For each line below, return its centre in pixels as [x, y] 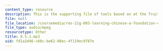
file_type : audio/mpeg [28, 28]
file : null [16, 18]
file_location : [20, 23]
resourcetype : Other [26, 32]
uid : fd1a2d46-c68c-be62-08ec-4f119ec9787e [50, 41]
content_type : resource [29, 9]
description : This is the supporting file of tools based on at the [76, 14]
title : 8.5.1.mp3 [23, 37]
